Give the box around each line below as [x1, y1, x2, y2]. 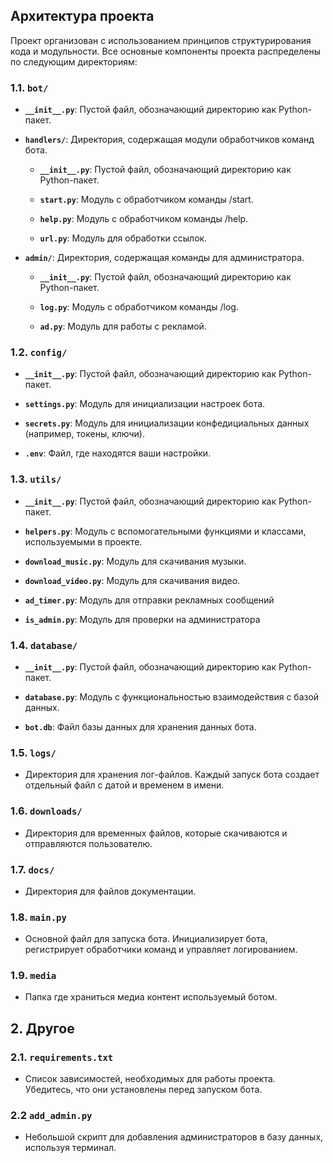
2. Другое [10, 1020, 75, 1037]
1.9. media [10, 969, 57, 983]
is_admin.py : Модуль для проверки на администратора [24, 613, 261, 625]
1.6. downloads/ [10, 804, 83, 818]
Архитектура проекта [10, 8, 155, 25]
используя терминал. [24, 1142, 117, 1154]
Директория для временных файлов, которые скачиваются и [24, 827, 288, 839]
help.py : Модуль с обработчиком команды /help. [39, 213, 249, 225]
